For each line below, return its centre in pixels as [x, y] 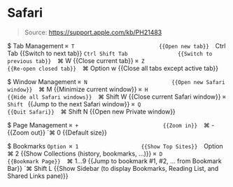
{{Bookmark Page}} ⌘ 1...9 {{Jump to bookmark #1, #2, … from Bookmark [115, 161]
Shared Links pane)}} [38, 176]
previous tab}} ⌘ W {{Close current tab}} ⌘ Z [76, 60]
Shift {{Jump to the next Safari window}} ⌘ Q [74, 104]
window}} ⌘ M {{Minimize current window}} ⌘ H [78, 89]
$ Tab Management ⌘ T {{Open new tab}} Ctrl [116, 46]
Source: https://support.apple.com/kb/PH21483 [93, 32]
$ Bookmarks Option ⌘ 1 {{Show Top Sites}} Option [115, 146]
